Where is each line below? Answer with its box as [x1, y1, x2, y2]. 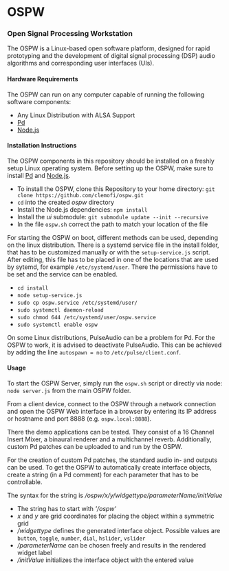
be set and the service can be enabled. [7, 270, 118, 278]
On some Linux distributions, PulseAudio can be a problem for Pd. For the [7, 333, 215, 341]
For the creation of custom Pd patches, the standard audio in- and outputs [7, 456, 218, 464]
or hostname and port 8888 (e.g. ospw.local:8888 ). [7, 414, 152, 423]
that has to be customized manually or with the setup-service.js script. [7, 248, 210, 256]
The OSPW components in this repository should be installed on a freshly [7, 157, 215, 165]
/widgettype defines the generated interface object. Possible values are [17, 527, 221, 535]
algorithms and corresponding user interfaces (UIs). [7, 59, 155, 68]
